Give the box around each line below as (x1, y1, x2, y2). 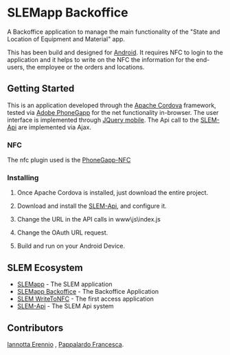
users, (7, 63, 25, 71)
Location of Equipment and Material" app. (7, 34, 126, 43)
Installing (7, 173, 39, 182)
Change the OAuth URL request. (16, 228, 108, 237)
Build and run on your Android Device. (16, 242, 126, 250)
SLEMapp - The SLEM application (16, 280, 113, 288)
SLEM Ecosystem (7, 261, 84, 273)
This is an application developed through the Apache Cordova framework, (7, 101, 216, 109)
